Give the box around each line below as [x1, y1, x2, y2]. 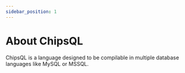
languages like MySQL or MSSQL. [5, 60, 89, 67]
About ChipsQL [5, 34, 83, 47]
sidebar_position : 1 [5, 8, 57, 15]
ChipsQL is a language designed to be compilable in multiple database [5, 54, 180, 61]
